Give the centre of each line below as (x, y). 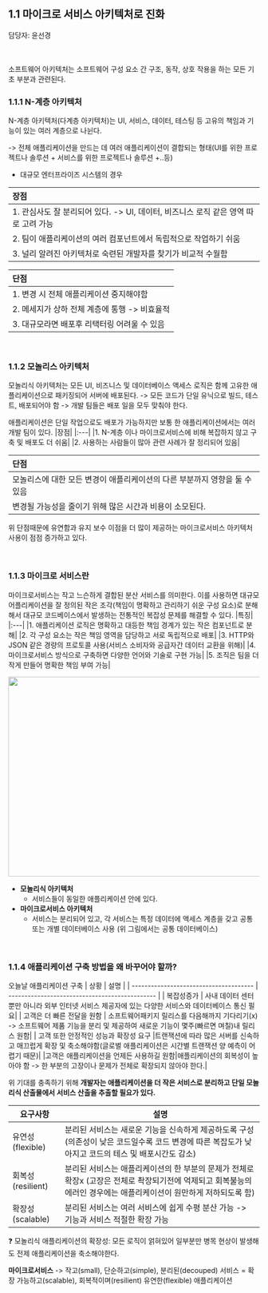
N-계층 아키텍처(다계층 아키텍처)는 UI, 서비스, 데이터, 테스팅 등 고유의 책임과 (127, 121)
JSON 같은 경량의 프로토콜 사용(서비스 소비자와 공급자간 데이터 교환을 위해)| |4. (132, 645)
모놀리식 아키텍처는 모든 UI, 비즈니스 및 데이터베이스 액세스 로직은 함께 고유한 (129, 385)
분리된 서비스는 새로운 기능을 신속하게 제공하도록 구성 (160, 1130)
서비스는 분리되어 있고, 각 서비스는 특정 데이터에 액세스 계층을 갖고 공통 (142, 918)
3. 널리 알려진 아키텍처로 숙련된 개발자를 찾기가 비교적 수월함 (120, 254)
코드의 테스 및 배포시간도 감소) (143, 1154)
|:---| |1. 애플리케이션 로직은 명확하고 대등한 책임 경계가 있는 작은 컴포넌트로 (126, 625)
